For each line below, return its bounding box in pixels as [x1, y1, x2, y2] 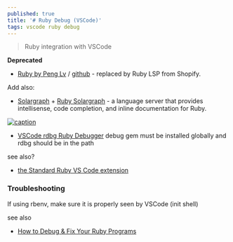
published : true [7, 10, 55, 18]
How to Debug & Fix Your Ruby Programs [17, 227, 137, 235]
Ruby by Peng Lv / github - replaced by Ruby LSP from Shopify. [17, 69, 201, 78]
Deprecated [7, 56, 43, 65]
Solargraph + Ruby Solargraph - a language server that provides [17, 97, 204, 105]
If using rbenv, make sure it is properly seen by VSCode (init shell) [7, 199, 199, 208]
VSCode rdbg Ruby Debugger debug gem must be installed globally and [17, 131, 227, 140]
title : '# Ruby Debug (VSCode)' [7, 17, 102, 24]
